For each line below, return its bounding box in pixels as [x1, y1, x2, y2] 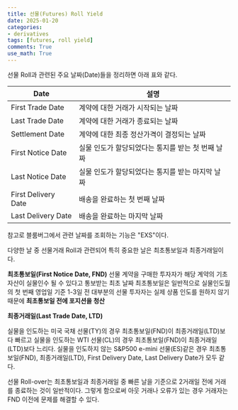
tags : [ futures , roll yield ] [7, 37, 93, 44]
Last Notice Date [11, 171, 67, 181]
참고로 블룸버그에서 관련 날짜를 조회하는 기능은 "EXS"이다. [7, 230, 169, 239]
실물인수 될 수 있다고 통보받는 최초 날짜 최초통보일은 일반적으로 [25, 279, 200, 287]
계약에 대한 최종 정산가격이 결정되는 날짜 [79, 129, 207, 139]
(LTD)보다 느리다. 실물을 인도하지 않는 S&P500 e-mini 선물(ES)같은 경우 [7, 344, 208, 352]
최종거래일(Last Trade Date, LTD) [7, 311, 103, 320]
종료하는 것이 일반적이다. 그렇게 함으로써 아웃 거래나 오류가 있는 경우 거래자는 [14, 386, 229, 394]
